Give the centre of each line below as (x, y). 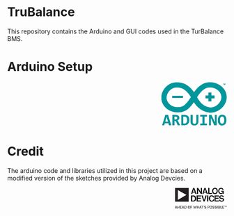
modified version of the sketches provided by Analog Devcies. (96, 178)
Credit (25, 152)
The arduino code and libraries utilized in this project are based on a (105, 170)
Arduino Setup (50, 67)
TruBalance (41, 12)
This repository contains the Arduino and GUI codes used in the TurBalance (116, 31)
